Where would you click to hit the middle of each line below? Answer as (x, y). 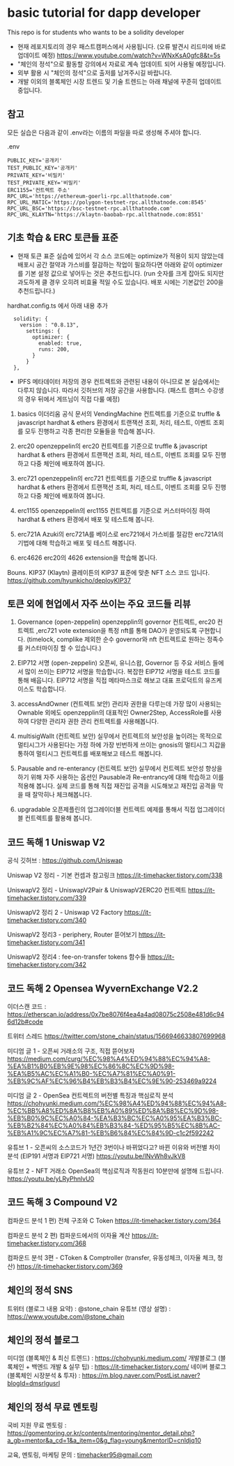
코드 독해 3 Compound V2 (62, 1203)
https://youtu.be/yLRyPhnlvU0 (51, 1179)
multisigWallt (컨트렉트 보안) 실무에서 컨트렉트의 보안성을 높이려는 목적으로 (120, 736)
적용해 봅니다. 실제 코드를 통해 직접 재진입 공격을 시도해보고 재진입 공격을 (117, 786)
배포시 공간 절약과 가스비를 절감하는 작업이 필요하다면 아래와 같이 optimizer (120, 264)
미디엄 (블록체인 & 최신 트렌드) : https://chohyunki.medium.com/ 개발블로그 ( (114, 1358)
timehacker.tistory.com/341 (46, 943)
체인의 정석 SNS (40, 1291)
